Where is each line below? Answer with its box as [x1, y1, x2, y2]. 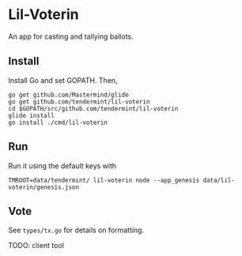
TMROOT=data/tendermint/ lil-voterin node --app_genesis [8, 176, 200, 184]
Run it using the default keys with [8, 160, 117, 171]
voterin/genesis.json [8, 183, 80, 191]
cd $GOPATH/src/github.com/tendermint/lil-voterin [8, 104, 179, 112]
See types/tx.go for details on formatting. [8, 225, 145, 235]
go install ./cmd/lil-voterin [8, 119, 108, 126]
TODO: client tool [8, 241, 65, 250]
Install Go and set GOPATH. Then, [8, 75, 118, 85]
